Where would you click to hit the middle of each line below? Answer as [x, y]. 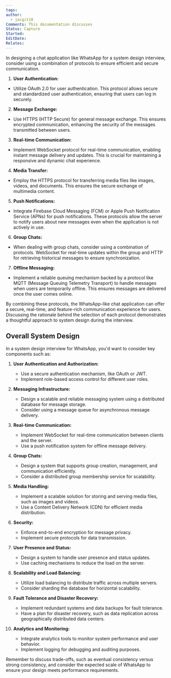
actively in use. [29, 227]
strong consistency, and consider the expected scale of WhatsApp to [78, 665]
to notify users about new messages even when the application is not [86, 222]
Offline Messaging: [34, 268]
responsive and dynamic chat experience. [57, 160]
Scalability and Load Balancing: [47, 573]
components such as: [28, 354]
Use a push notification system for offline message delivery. [84, 446]
